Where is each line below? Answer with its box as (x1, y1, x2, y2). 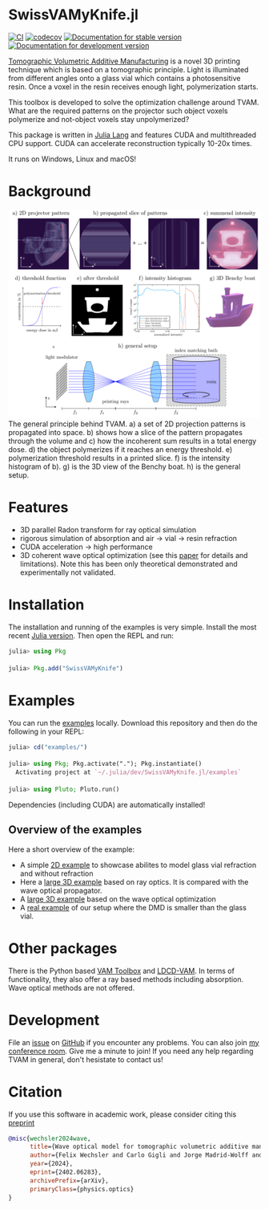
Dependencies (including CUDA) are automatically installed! (8, 800, 206, 809)
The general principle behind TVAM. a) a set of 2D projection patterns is (8, 419, 246, 429)
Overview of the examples (8, 823, 143, 837)
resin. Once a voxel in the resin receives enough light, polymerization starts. (8, 82, 259, 92)
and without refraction (19, 869, 94, 878)
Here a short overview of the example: (8, 845, 134, 854)
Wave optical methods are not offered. (8, 983, 135, 992)
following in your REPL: (8, 727, 85, 736)
